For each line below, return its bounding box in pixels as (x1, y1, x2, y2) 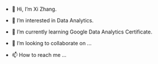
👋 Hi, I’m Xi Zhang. (11, 6, 57, 12)
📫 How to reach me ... (11, 52, 67, 58)
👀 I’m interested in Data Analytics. (11, 17, 94, 23)
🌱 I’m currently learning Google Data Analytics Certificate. (11, 28, 153, 35)
